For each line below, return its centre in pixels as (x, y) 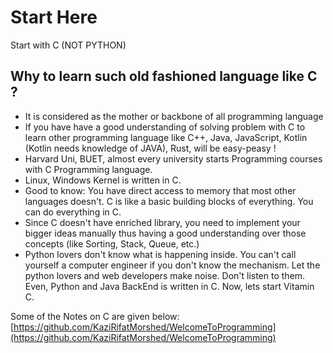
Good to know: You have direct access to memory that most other (160, 190)
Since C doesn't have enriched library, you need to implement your (162, 222)
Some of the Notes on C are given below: (95, 316)
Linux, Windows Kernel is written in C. (103, 180)
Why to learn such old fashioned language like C (164, 76)
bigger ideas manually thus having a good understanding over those (165, 233)
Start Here (54, 17)
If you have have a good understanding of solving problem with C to (165, 127)
